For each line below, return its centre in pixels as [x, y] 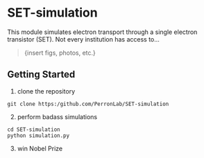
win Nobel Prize [40, 148]
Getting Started [41, 74]
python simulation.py [39, 135]
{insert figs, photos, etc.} [60, 53]
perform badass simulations [57, 116]
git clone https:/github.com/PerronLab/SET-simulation [88, 104]
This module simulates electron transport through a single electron [102, 32]
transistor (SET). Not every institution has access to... [83, 39]
